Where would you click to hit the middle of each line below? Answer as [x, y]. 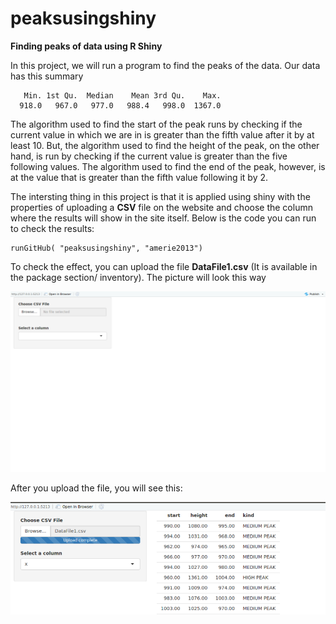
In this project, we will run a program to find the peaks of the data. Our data [165, 65]
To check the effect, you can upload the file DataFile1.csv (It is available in [164, 266]
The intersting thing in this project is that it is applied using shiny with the [160, 196]
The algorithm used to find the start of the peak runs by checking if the [156, 124]
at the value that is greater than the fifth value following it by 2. [139, 177]
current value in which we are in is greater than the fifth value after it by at [162, 134]
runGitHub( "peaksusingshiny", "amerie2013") [106, 248]
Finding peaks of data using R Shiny [86, 46]
